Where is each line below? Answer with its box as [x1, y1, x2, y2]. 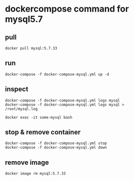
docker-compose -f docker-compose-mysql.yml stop [5, 141, 107, 146]
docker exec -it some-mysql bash [5, 115, 73, 120]
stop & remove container [5, 128, 81, 136]
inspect [5, 85, 29, 93]
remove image [5, 158, 49, 166]
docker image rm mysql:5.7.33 [5, 171, 66, 176]
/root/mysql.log [5, 106, 38, 111]
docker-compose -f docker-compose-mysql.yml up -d [5, 72, 109, 77]
